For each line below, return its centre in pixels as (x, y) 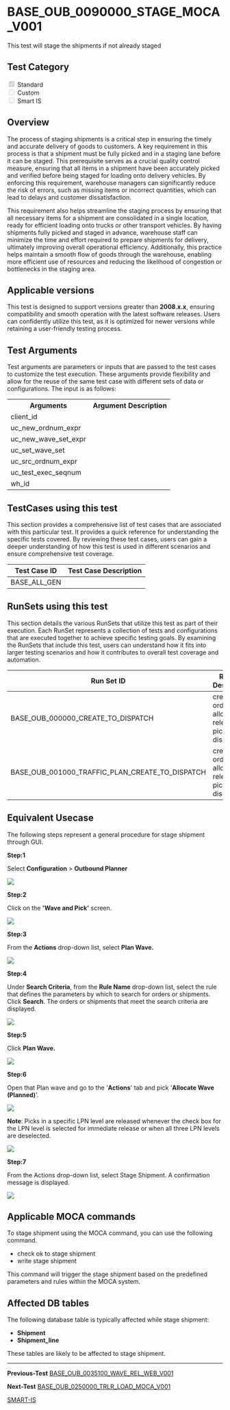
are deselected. (29, 1136)
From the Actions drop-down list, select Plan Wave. (80, 947)
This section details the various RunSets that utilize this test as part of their (113, 623)
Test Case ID (36, 571)
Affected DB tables (48, 1303)
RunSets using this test (57, 607)
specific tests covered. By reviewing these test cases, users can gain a (107, 539)
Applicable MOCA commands (71, 1217)
